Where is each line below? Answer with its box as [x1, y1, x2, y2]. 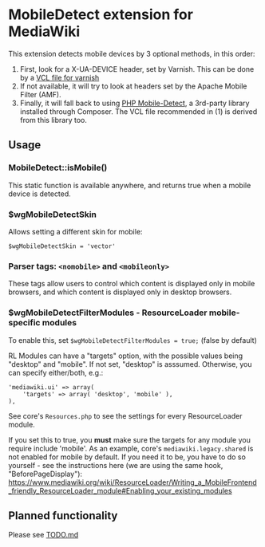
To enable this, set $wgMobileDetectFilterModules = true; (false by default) [8, 335, 258, 344]
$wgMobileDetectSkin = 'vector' [8, 242, 116, 250]
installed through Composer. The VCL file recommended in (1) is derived [19, 106, 258, 116]
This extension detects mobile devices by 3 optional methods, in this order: [8, 49, 255, 58]
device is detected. [8, 189, 72, 199]
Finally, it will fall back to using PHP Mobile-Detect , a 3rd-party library [19, 98, 250, 108]
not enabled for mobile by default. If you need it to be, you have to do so [8, 452, 246, 462]
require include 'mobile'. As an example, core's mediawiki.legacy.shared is [8, 443, 254, 453]
